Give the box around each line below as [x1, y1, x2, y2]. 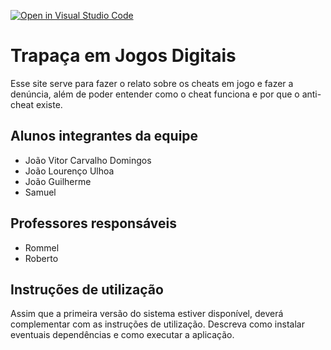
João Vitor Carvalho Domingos [24, 154, 152, 166]
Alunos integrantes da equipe [10, 128, 199, 145]
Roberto [24, 252, 59, 264]
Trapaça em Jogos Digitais [10, 45, 237, 67]
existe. [35, 98, 63, 110]
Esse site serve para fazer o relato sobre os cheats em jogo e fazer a [10, 77, 294, 89]
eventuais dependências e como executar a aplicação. [10, 329, 235, 341]
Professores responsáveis [10, 215, 177, 232]
